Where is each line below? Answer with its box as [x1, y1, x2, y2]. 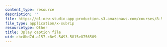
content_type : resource [5, 7, 55, 12]
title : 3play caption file [5, 30, 61, 35]
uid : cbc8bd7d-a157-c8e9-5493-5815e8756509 [5, 35, 97, 40]
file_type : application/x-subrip [5, 21, 75, 26]
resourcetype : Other [5, 25, 48, 30]
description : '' [5, 12, 39, 17]
